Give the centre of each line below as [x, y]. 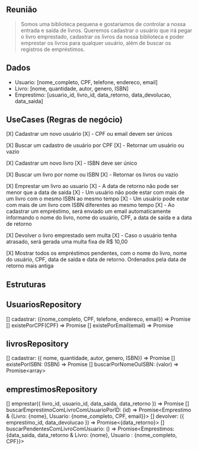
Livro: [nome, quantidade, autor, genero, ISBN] [72, 88]
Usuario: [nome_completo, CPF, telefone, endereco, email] [86, 82]
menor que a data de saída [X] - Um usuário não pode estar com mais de [95, 193]
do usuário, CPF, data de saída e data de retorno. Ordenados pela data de [96, 260]
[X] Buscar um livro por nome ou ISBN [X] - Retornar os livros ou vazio [92, 175]
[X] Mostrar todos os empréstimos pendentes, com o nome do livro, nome [97, 253]
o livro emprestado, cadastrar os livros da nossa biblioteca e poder [102, 36]
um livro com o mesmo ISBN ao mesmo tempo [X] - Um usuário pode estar [98, 199]
